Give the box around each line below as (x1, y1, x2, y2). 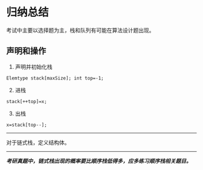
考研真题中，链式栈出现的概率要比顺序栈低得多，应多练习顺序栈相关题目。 (6, 157, 192, 165)
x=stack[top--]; (6, 122, 47, 128)
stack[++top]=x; (6, 98, 47, 104)
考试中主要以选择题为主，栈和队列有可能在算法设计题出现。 (6, 27, 155, 34)
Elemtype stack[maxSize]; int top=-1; (6, 75, 104, 81)
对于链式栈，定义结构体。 (6, 139, 70, 146)
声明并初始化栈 (14, 63, 53, 70)
